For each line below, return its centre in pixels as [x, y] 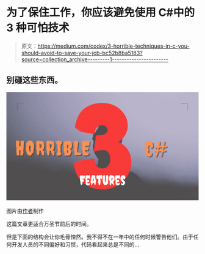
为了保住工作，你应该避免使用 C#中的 [101, 13]
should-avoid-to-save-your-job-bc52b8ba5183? [82, 53]
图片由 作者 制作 [25, 211]
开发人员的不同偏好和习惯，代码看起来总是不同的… [75, 245]
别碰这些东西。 [34, 80]
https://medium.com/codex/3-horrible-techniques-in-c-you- [114, 46]
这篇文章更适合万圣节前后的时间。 [49, 224]
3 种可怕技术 [38, 28]
